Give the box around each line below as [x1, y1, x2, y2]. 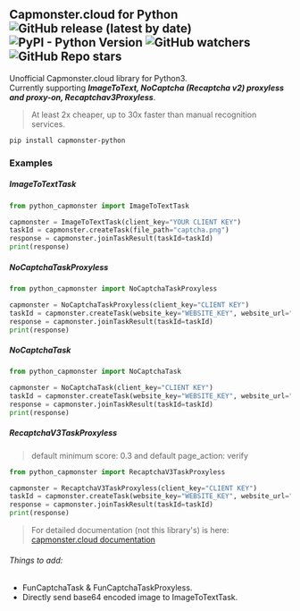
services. [30, 118, 65, 129]
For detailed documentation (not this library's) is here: [30, 525, 229, 536]
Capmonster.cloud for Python [9, 7, 179, 22]
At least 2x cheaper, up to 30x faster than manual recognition [30, 109, 257, 120]
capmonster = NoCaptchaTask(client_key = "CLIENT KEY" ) [9, 384, 214, 393]
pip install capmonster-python [9, 136, 126, 145]
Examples [9, 157, 54, 169]
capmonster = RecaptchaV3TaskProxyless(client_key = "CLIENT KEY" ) [9, 483, 257, 493]
